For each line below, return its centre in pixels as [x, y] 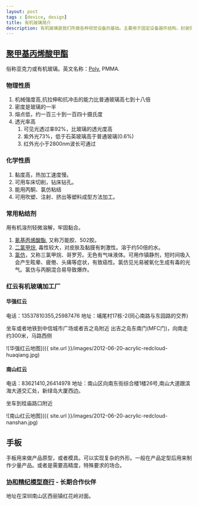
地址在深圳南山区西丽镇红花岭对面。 [50, 496]
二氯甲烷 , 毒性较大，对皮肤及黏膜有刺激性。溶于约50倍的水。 [89, 247]
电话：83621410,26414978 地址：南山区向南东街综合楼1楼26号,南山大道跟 [96, 383]
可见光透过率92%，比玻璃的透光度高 [68, 129]
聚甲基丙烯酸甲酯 [37, 53]
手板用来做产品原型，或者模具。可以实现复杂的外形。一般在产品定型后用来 [96, 458]
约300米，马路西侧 [29, 336]
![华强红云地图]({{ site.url [36, 348]
